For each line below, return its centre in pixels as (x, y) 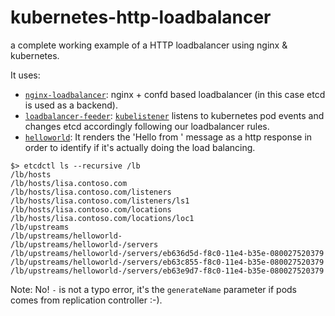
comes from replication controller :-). (86, 300)
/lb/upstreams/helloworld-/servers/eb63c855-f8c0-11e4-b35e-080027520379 (167, 262)
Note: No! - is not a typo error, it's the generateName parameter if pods (154, 289)
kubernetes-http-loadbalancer (141, 17)
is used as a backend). (71, 105)
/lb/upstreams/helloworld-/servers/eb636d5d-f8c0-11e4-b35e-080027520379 (167, 253)
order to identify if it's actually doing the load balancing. (140, 147)
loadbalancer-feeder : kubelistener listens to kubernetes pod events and (174, 115)
